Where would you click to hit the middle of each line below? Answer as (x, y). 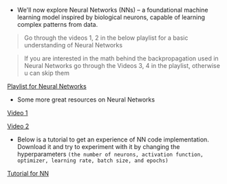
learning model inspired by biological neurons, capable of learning (111, 17)
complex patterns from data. (57, 24)
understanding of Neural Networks (73, 45)
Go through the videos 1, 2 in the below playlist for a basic (106, 38)
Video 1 (18, 113)
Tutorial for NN (28, 173)
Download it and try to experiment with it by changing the (98, 147)
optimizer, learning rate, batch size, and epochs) (93, 161)
